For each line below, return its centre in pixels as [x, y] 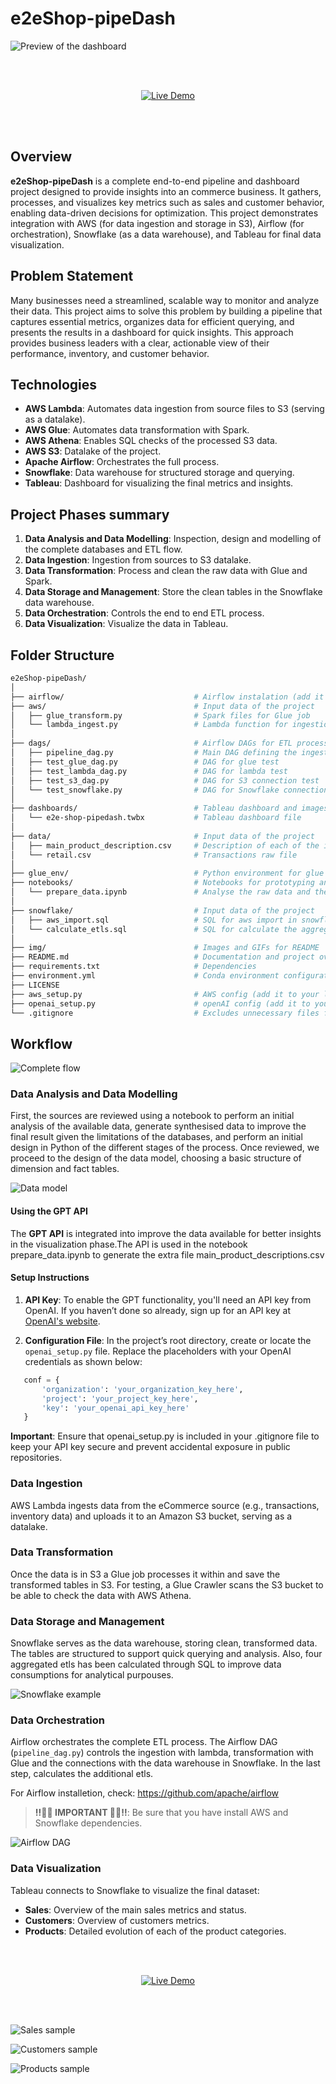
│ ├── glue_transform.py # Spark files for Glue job [160, 715]
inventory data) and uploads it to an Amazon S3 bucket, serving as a [151, 1516]
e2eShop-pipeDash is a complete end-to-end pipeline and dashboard [155, 181]
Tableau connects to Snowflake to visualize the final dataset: [135, 1890]
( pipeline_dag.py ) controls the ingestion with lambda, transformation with [162, 1753]
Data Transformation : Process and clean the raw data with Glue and [166, 571]
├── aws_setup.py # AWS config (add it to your [165, 994]
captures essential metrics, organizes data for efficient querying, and [152, 321]
